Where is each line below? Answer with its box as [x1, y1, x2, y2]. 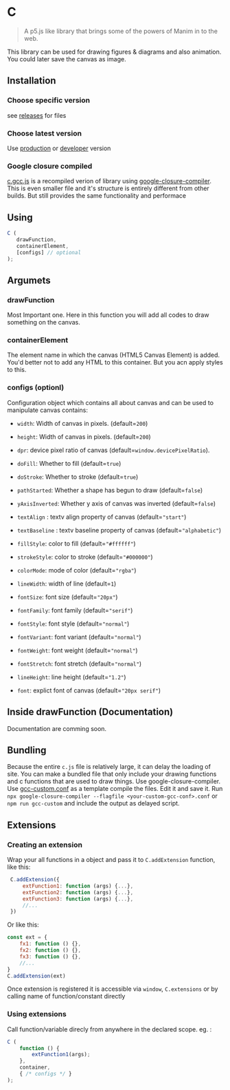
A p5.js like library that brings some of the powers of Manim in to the [23, 27, 218, 35]
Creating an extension [7, 840, 82, 850]
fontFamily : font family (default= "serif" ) [16, 606, 133, 614]
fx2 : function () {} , [19, 947, 81, 954]
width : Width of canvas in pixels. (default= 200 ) [16, 419, 148, 427]
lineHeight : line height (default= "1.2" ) [16, 672, 126, 681]
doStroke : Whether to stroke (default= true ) [16, 473, 139, 481]
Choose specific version [7, 96, 91, 105]
